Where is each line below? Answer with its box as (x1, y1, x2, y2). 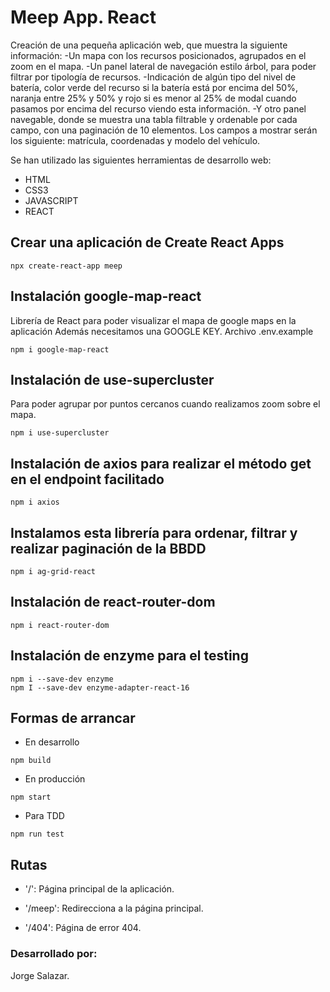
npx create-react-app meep (10, 261, 123, 271)
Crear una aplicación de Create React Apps (10, 234, 285, 251)
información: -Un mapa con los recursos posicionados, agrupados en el (10, 49, 307, 61)
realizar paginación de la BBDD (10, 540, 207, 557)
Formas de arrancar (10, 710, 136, 727)
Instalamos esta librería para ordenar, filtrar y (10, 524, 298, 541)
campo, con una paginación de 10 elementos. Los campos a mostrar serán (10, 124, 318, 136)
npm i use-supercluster (10, 428, 110, 438)
